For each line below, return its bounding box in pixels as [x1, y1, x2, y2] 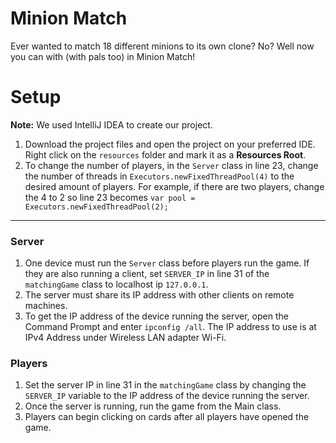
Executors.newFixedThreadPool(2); [24, 202, 169, 212]
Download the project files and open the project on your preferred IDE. [24, 138, 316, 150]
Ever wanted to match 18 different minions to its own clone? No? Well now [10, 40, 315, 52]
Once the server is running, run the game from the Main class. [24, 400, 282, 412]
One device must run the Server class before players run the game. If [24, 257, 310, 269]
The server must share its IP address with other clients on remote [24, 289, 295, 301]
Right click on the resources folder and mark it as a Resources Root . [24, 148, 307, 161]
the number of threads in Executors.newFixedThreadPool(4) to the [24, 170, 295, 182]
